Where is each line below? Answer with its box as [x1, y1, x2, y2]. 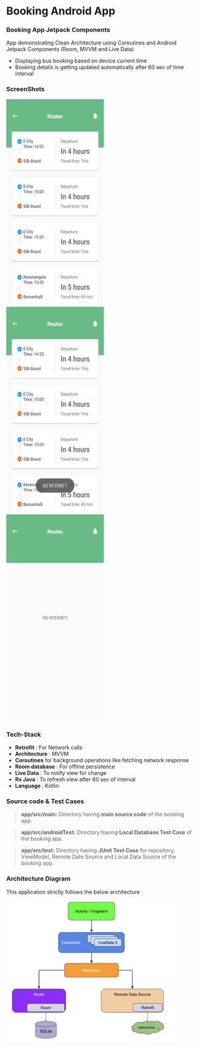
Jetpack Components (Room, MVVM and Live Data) [6, 46, 134, 53]
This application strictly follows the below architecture [6, 888, 140, 896]
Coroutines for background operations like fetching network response [14, 757, 189, 764]
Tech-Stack [6, 730, 41, 738]
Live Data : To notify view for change [14, 769, 107, 777]
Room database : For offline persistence [14, 763, 115, 770]
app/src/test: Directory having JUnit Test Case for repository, [20, 847, 175, 854]
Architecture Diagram [6, 875, 71, 883]
